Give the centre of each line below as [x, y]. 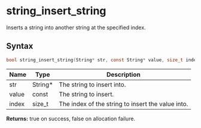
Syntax [20, 46]
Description [124, 74]
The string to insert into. [92, 85]
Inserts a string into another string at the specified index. [76, 27]
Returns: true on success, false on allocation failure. [71, 118]
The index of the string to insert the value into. [124, 104]
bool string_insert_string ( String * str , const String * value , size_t [95, 60]
